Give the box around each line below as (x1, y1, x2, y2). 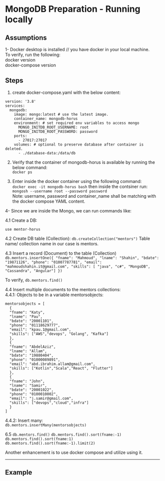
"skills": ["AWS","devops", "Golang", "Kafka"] (9, 331, 109, 336)
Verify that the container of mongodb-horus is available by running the (12, 159, 155, 165)
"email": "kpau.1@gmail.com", (9, 327, 71, 332)
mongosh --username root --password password (12, 188, 107, 194)
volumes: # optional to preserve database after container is (14, 142, 144, 147)
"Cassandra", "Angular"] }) (5, 268, 63, 273)
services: (5, 103, 26, 108)
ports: (14, 133, 27, 138)
